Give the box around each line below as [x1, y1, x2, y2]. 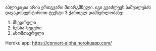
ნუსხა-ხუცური [12, 25, 42, 31]
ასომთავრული [12, 30, 44, 36]
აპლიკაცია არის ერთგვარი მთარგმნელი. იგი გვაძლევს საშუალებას [5, 5, 151, 10]
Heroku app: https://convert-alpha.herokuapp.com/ [5, 40, 112, 46]
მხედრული [12, 20, 36, 25]
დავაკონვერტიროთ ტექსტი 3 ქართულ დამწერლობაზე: [5, 10, 124, 16]
